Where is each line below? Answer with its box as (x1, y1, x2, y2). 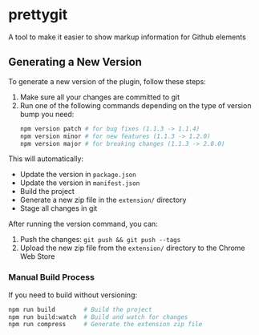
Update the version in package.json (19, 170, 136, 180)
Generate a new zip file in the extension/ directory (19, 195, 187, 205)
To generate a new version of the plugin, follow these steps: (8, 76, 206, 86)
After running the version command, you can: (8, 219, 158, 229)
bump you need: (19, 109, 75, 119)
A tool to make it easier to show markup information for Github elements (8, 32, 246, 42)
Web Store (19, 252, 55, 261)
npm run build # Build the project (8, 305, 152, 313)
